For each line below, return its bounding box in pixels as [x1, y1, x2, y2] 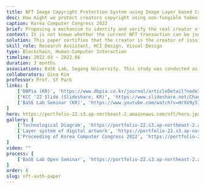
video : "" [6, 144, 32, 151]
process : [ [6, 151, 34, 157]
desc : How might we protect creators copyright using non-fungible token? [6, 15, 201, 21]
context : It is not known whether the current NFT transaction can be [6, 32, 190, 38]
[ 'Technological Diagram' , [17, 123, 86, 129]
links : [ [6, 83, 29, 89]
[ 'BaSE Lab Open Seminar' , [17, 156, 86, 162]
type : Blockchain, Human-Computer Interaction [6, 49, 127, 55]
